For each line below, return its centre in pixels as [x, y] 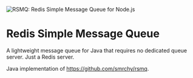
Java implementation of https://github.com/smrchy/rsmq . [78, 68]
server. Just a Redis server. [40, 57]
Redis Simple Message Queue [83, 34]
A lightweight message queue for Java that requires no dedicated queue [96, 50]
